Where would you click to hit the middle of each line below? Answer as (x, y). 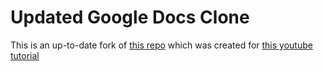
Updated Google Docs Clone (130, 17)
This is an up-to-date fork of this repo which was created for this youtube (161, 45)
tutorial (25, 55)
